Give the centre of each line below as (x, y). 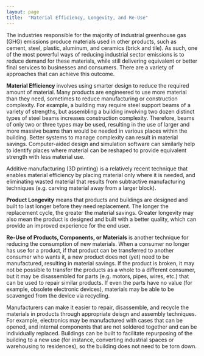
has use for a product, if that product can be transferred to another (90, 250)
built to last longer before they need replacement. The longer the (87, 206)
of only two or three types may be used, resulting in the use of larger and (98, 124)
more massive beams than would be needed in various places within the (97, 131)
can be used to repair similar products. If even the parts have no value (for (100, 282)
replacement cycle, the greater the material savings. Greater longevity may (100, 212)
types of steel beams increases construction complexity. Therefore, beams (100, 118)
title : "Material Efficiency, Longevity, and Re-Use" (77, 18)
